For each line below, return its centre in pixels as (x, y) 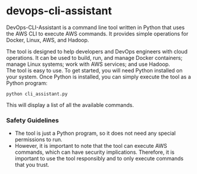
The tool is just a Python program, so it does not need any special (95, 133)
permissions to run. (38, 140)
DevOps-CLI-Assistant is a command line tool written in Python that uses (96, 27)
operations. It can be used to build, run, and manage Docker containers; (94, 58)
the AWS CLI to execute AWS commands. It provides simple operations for (97, 33)
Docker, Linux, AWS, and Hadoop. (48, 40)
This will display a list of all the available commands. (70, 105)
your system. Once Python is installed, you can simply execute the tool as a (99, 77)
